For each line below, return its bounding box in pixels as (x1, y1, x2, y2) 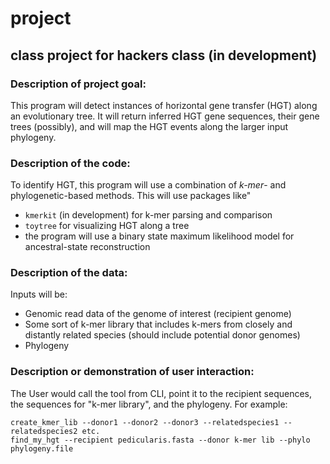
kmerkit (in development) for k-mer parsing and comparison (24, 209, 273, 221)
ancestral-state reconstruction (24, 241, 151, 253)
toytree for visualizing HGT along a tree (24, 220, 190, 232)
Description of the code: (10, 156, 131, 170)
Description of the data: (10, 266, 128, 280)
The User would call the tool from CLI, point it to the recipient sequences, (10, 387, 313, 399)
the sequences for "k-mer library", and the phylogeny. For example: (10, 398, 288, 410)
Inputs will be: (10, 288, 68, 301)
